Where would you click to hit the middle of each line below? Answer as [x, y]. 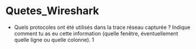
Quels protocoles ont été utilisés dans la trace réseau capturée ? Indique [102, 27]
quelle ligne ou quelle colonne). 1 [54, 40]
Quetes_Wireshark [53, 11]
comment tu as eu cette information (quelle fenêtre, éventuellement [96, 33]
